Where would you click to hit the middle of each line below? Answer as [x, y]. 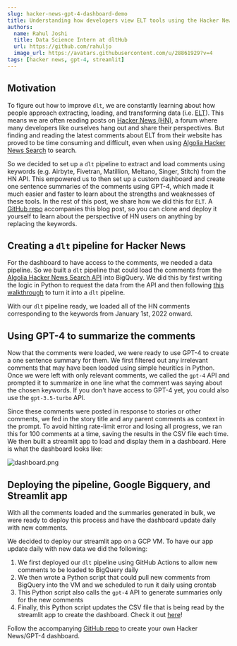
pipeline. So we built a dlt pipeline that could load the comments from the [115, 270]
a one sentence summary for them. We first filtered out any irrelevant [108, 361]
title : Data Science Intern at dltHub [71, 40]
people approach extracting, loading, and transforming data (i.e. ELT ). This [116, 113]
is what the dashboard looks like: [55, 449]
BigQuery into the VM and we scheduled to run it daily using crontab [117, 585]
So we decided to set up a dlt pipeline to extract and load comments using [116, 163]
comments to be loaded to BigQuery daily [78, 570]
